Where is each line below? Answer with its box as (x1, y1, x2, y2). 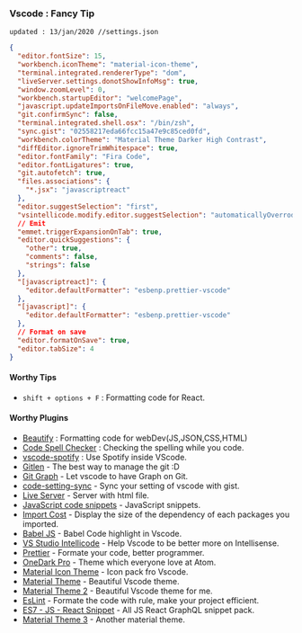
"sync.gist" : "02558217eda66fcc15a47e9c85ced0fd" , (17, 127, 211, 137)
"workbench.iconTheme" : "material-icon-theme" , (17, 60, 200, 69)
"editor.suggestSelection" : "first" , (17, 201, 159, 211)
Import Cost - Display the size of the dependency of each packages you (22, 509, 290, 520)
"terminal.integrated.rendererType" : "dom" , (17, 68, 187, 77)
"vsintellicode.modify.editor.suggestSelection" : (17, 210, 207, 219)
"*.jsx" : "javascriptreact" (25, 185, 130, 195)
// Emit (17, 218, 47, 227)
